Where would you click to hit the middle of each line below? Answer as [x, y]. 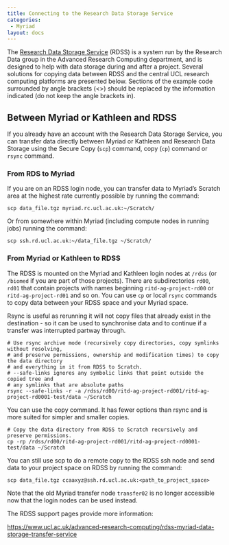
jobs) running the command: [47, 229]
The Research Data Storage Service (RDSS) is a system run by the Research [115, 52]
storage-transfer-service [42, 534]
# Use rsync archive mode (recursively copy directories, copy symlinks [113, 343]
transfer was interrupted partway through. [67, 330]
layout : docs [26, 33]
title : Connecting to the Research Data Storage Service [90, 13]
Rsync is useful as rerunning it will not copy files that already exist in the [109, 316]
